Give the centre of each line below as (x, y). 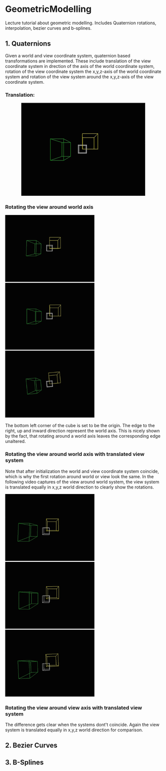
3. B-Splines (24, 762)
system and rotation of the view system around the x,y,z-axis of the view (79, 77)
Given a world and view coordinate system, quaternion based (68, 55)
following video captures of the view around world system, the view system (82, 482)
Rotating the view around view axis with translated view (74, 708)
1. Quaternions (28, 44)
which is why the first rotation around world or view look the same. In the (80, 476)
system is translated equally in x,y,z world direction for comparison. (74, 730)
